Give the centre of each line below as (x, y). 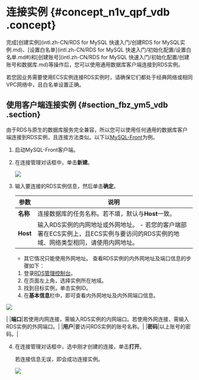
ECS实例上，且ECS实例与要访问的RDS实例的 (111, 234)
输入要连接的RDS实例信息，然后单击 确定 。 (67, 186)
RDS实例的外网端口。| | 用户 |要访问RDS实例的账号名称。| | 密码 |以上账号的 (96, 326)
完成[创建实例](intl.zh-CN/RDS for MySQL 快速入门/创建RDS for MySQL (93, 42)
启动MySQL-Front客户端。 (46, 149)
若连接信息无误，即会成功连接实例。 (59, 359)
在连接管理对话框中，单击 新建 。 (54, 162)
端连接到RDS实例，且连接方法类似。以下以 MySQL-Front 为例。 (82, 137)
